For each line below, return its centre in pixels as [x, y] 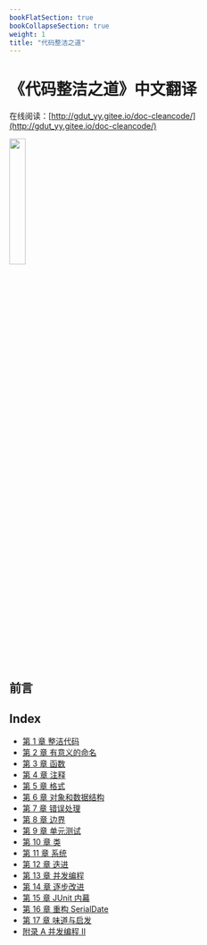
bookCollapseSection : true [59, 26]
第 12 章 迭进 [45, 864]
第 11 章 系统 [44, 853]
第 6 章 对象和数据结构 [63, 797]
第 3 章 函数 [44, 764]
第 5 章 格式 [43, 786]
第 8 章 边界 [44, 820]
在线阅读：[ [30, 116]
